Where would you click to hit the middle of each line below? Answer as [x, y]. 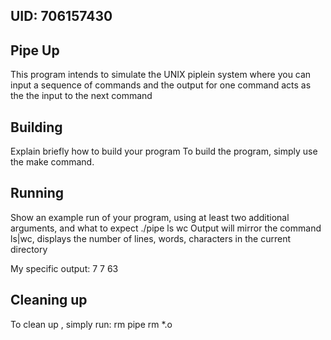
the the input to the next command [81, 96]
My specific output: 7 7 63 [64, 268]
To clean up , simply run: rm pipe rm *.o [91, 324]
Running [37, 193]
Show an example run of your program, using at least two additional [150, 217]
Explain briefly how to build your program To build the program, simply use [164, 151]
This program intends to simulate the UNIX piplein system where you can [161, 75]
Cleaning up [49, 300]
